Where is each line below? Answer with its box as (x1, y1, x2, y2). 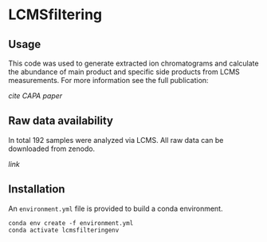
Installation (8, 182, 65, 196)
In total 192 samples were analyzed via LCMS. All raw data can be (8, 135, 224, 145)
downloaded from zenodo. (8, 144, 96, 153)
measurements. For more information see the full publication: (8, 76, 209, 85)
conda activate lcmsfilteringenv (8, 226, 120, 234)
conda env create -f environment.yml (8, 219, 134, 227)
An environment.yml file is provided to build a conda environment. (8, 204, 223, 213)
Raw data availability (8, 114, 114, 128)
